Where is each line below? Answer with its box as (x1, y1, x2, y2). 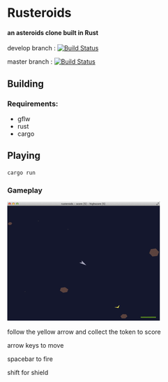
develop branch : (7, 44, 56, 52)
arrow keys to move (7, 341, 64, 350)
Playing (7, 150, 40, 162)
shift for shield (7, 369, 49, 377)
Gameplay (7, 185, 43, 195)
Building (7, 78, 44, 90)
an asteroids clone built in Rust (7, 28, 99, 36)
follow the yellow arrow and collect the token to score (7, 327, 162, 337)
